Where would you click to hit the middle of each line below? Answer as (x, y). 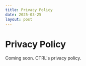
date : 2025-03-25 (23, 15)
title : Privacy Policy (29, 10)
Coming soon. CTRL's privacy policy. (43, 58)
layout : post (19, 19)
